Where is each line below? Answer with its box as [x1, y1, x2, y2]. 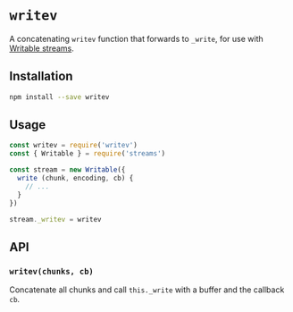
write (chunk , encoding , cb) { [17, 173, 134, 183]
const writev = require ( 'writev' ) [9, 141, 138, 150]
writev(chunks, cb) [9, 266, 94, 276]
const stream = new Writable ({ [9, 165, 126, 174]
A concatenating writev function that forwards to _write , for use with [9, 33, 264, 44]
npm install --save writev [9, 92, 110, 101]
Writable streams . [9, 43, 74, 54]
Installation [9, 69, 73, 84]
